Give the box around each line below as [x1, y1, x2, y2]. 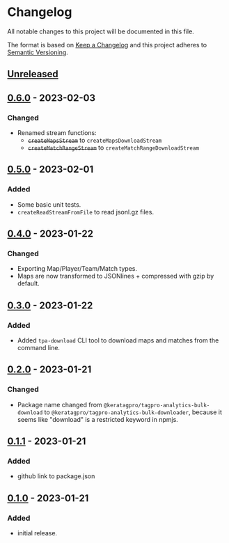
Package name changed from [17, 400, 102, 409]
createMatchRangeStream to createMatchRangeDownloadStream [27, 143, 200, 152]
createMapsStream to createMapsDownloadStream [27, 136, 162, 145]
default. [17, 279, 40, 288]
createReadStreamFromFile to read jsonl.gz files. [17, 207, 155, 216]
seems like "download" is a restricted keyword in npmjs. [17, 415, 179, 423]
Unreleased [7, 68, 59, 80]
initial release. [17, 529, 58, 537]
